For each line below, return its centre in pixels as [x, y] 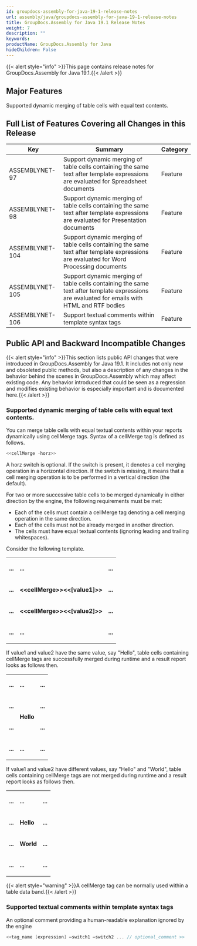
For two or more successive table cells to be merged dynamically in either [95, 495]
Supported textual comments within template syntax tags [90, 907]
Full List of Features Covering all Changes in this [96, 124]
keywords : [18, 39]
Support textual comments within [109, 315]
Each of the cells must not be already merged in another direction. [94, 525]
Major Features [34, 91]
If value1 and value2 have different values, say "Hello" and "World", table [94, 769]
